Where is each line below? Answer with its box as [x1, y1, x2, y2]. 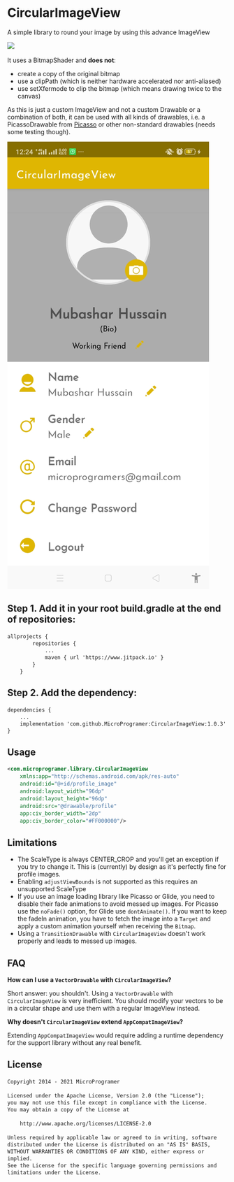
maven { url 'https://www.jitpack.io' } [44, 654, 164, 661]
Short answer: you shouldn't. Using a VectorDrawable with [7, 989, 173, 997]
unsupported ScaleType [17, 885, 87, 893]
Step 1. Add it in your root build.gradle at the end [7, 603, 221, 614]
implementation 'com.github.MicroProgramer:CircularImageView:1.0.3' [20, 720, 227, 728]
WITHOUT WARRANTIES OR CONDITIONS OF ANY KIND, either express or [7, 1148, 205, 1155]
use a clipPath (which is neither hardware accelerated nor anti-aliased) [17, 77, 221, 85]
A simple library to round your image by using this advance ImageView [7, 28, 210, 36]
